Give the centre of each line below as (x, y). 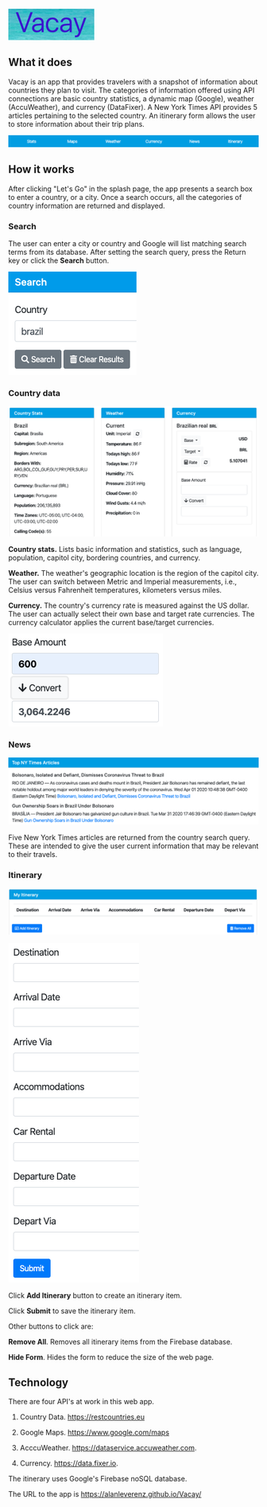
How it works (41, 169)
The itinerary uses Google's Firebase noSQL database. (98, 1479)
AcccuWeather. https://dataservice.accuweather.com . (108, 1448)
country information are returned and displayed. (87, 205)
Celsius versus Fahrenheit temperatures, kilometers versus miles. (115, 589)
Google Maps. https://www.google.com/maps (94, 1433)
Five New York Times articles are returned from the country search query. (129, 837)
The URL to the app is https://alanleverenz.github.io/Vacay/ (105, 1494)
